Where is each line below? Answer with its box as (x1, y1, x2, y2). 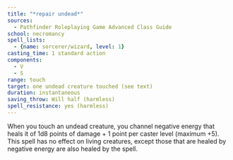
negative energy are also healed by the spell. (7, 144, 138, 153)
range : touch (7, 76, 46, 84)
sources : (7, 17, 33, 24)
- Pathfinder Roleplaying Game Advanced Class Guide (13, 23, 172, 30)
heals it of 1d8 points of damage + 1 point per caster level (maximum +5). (7, 129, 220, 138)
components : (7, 57, 42, 64)
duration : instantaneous (7, 89, 80, 96)
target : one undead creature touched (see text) (7, 83, 153, 90)
